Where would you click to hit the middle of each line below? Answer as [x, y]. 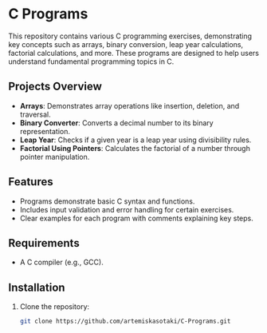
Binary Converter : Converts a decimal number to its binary [116, 123]
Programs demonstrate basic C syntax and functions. [107, 201]
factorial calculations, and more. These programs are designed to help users [133, 53]
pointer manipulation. [55, 157]
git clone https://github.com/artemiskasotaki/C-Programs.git [125, 321]
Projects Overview [55, 87]
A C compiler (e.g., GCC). [61, 262]
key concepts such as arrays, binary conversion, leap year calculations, [126, 44]
